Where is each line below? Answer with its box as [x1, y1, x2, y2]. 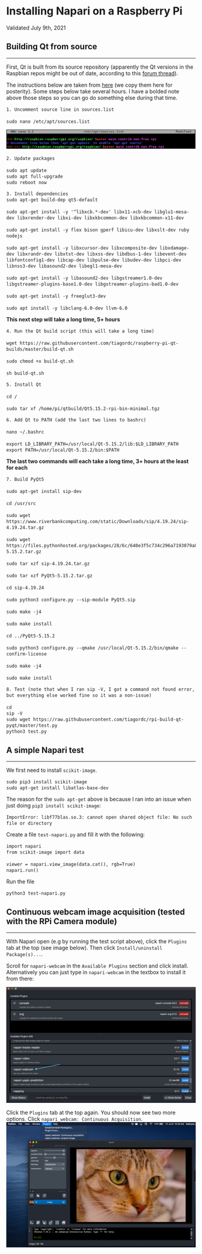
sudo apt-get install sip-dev [6, 489, 82, 495]
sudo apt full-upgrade [6, 173, 63, 180]
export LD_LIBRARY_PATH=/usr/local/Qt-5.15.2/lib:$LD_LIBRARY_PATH [6, 441, 179, 447]
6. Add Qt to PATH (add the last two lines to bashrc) [6, 417, 147, 423]
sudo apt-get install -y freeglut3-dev [6, 293, 106, 299]
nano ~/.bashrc [6, 429, 44, 435]
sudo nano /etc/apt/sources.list [6, 119, 90, 125]
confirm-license [6, 651, 47, 657]
